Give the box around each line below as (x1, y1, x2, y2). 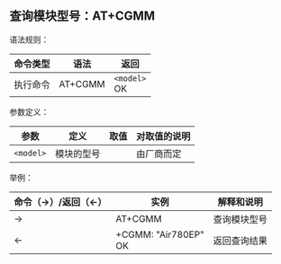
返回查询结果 (213, 234, 267, 247)
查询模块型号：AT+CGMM (9, 8, 156, 24)
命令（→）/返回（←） (14, 196, 107, 208)
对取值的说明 (136, 129, 191, 142)
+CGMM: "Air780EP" (115, 228, 204, 241)
